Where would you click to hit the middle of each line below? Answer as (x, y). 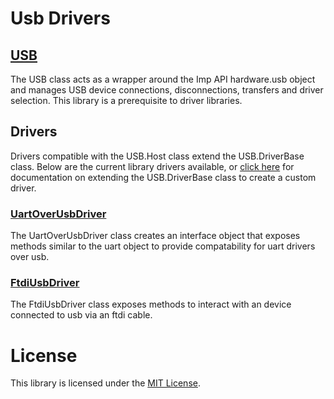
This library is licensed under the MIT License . (105, 383)
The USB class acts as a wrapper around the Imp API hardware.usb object (163, 79)
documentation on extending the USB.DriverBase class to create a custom (163, 177)
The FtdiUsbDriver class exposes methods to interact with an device (151, 304)
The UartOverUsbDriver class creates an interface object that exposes (155, 236)
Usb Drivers (60, 18)
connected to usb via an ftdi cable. (81, 315)
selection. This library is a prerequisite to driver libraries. (126, 100)
